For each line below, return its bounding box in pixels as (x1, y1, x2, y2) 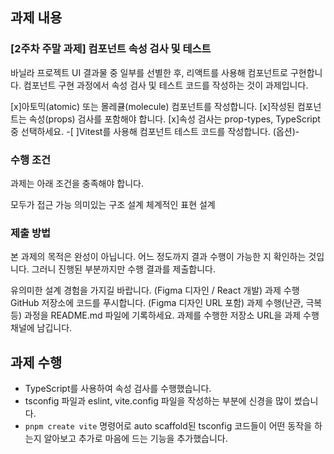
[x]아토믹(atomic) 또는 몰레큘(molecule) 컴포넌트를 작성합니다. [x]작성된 (10, 100, 295, 112)
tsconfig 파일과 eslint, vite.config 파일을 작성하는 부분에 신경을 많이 (24, 395, 292, 407)
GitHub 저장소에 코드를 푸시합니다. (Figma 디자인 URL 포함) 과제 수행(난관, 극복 (10, 297, 323, 309)
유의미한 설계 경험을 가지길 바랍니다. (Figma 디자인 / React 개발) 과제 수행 (10, 284, 300, 297)
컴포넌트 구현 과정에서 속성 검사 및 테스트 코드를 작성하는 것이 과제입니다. (23, 79, 309, 91)
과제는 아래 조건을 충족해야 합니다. (10, 177, 144, 189)
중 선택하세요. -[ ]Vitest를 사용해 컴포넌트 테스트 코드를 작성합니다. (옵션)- (10, 125, 300, 137)
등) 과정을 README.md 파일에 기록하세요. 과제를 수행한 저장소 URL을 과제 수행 (10, 309, 320, 322)
